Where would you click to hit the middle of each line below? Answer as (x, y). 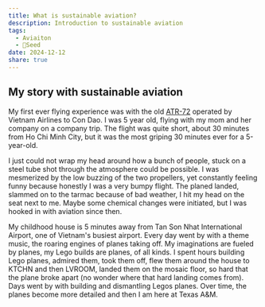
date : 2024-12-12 (37, 52)
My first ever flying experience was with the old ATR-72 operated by (120, 111)
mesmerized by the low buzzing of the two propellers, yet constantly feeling (133, 177)
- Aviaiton (33, 38)
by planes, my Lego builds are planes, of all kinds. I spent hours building (127, 252)
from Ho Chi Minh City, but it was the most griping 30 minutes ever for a (126, 137)
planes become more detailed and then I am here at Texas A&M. (113, 294)
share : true (28, 60)
